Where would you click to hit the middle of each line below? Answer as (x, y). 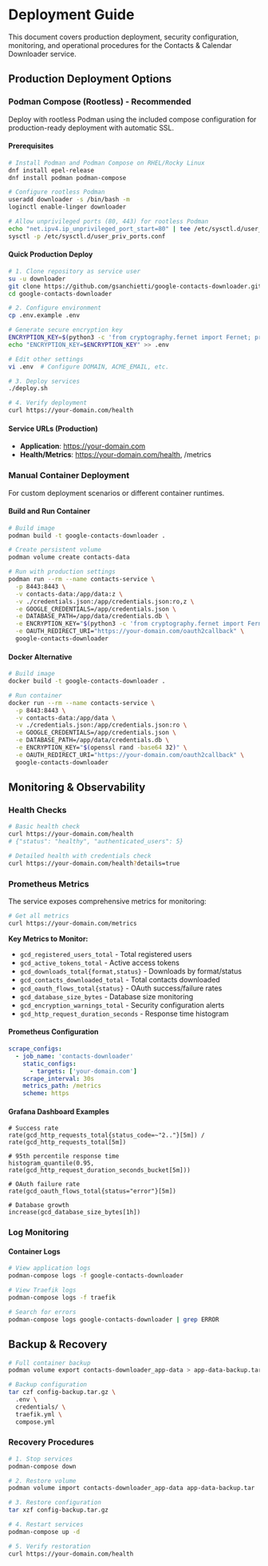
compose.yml (35, 1422)
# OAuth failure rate (44, 1185)
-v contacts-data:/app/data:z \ (69, 594)
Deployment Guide (71, 15)
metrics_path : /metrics (62, 1086)
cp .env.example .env (44, 316)
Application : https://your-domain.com (83, 446)
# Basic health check (44, 827)
